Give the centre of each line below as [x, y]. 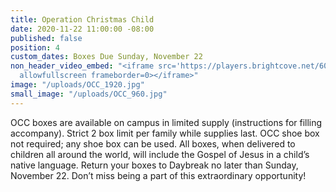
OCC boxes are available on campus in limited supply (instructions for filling [166, 122]
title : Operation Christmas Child [82, 19]
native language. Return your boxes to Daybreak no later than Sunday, [154, 165]
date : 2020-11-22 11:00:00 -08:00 [82, 29]
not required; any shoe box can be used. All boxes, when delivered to [153, 143]
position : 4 [35, 47]
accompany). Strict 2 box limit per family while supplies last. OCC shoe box [165, 133]
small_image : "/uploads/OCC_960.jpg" [89, 94]
